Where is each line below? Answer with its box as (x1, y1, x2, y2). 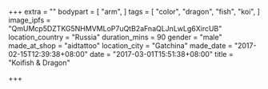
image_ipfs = (8, 15, 51, 25)
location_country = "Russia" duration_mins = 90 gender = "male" (8, 32, 222, 42)
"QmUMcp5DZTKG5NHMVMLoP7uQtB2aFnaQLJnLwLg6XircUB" (8, 24, 222, 33)
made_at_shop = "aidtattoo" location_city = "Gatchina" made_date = (8, 41, 234, 51)
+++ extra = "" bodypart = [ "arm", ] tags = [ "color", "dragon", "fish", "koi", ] (8, 7, 260, 16)
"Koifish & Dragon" (8, 58, 70, 67)
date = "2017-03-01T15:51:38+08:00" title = (89, 50, 234, 59)
